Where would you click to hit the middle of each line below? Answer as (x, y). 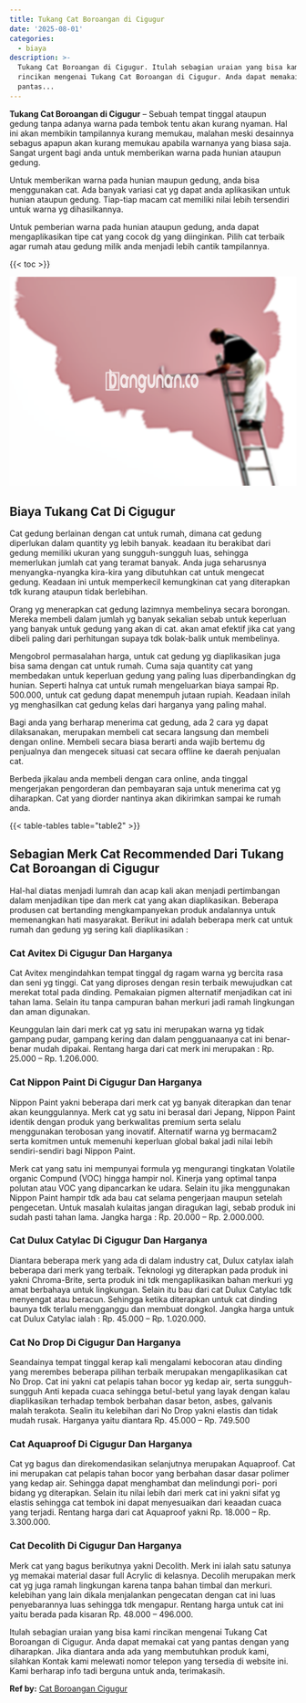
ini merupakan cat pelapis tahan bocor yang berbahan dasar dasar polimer (149, 1474)
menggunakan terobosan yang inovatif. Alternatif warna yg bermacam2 (143, 1131)
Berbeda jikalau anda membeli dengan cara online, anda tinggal (129, 779)
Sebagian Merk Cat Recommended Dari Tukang (147, 854)
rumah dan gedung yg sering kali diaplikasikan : (99, 929)
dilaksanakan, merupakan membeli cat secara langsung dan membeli (139, 732)
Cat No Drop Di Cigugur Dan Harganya (95, 1342)
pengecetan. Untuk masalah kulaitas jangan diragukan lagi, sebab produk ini (153, 1207)
